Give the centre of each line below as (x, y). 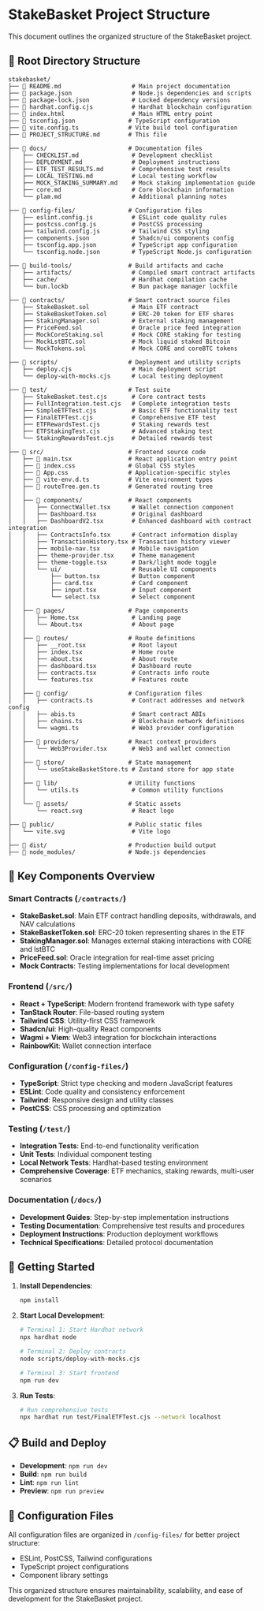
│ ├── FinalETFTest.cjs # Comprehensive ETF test (112, 417)
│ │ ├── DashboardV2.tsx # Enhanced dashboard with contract (130, 521)
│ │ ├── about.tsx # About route (93, 659)
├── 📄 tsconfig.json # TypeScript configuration (114, 121)
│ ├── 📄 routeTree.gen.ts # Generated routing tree (111, 487)
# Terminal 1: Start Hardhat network (82, 1330)
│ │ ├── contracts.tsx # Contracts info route (109, 673)
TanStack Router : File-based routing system (92, 1012)
